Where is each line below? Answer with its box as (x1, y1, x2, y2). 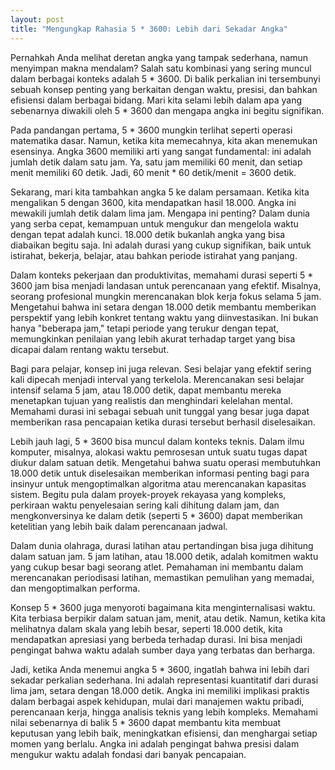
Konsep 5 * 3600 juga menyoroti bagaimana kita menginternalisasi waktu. (10, 601, 316, 613)
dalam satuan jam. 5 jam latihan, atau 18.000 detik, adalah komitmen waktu (10, 550, 319, 562)
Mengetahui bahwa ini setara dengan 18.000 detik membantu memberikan (10, 301, 317, 313)
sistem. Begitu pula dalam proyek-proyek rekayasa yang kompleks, (10, 488, 287, 500)
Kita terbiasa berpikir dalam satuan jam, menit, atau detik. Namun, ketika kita (10, 612, 326, 624)
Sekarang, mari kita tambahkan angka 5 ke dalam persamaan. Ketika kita (10, 186, 310, 198)
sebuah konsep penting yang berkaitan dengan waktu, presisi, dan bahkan (10, 83, 318, 95)
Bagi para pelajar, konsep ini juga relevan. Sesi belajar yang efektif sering (10, 362, 312, 375)
